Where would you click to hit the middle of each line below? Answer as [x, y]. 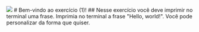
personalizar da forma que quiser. [48, 23]
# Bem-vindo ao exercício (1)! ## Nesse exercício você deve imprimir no [103, 10]
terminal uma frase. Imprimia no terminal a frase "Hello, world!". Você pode [99, 16]
